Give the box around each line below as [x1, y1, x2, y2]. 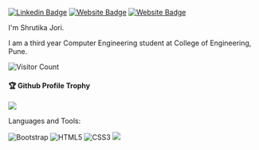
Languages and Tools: [8, 116, 81, 126]
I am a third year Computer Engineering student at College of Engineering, [8, 38, 252, 48]
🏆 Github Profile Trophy [8, 80, 90, 90]
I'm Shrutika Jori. [8, 23, 65, 32]
